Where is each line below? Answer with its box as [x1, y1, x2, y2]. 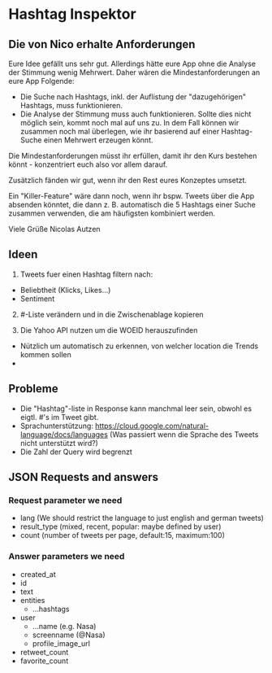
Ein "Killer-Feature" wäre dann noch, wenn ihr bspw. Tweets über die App [8, 191, 255, 200]
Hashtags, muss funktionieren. [19, 101, 123, 110]
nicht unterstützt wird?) [19, 438, 99, 448]
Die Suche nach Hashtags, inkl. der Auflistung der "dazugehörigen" [19, 92, 246, 102]
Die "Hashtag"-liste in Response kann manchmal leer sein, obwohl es [19, 404, 253, 413]
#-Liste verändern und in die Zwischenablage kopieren [19, 309, 205, 319]
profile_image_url [32, 638, 91, 648]
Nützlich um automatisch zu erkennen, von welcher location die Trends [19, 341, 258, 351]
